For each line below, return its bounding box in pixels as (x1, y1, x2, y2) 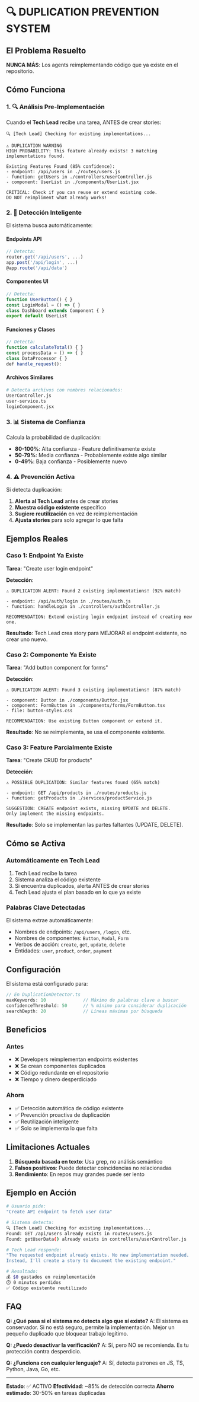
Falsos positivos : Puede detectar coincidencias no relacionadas (14, 1164, 172, 1171)
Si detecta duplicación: (6, 486, 62, 493)
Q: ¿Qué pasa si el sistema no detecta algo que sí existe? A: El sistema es (6, 1317, 188, 1324)
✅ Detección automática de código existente (14, 1104, 124, 1111)
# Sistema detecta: (6, 1220, 54, 1226)
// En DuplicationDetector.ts (6, 992, 81, 998)
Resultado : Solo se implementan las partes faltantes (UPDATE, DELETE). (6, 821, 184, 829)
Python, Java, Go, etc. (6, 1365, 60, 1372)
